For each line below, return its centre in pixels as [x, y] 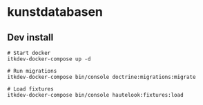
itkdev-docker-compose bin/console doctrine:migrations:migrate [101, 77]
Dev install [30, 37]
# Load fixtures [30, 89]
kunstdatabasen [55, 12]
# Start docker [29, 53]
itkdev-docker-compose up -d [49, 59]
